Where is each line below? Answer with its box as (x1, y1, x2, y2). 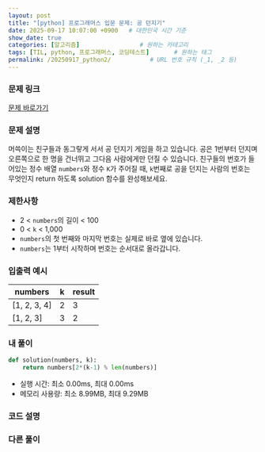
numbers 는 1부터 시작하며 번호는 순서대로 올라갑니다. (19, 243, 181, 253)
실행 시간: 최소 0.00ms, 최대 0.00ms (19, 379, 134, 389)
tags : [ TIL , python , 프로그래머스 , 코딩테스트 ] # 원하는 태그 (8, 48, 212, 56)
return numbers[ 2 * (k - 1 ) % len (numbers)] (22, 364, 157, 372)
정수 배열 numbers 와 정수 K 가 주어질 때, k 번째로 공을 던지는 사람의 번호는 (28, 164, 251, 174)
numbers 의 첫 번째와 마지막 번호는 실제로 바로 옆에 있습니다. (19, 233, 203, 243)
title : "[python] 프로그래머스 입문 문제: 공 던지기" (8, 19, 166, 27)
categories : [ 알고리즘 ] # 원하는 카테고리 (8, 41, 188, 49)
